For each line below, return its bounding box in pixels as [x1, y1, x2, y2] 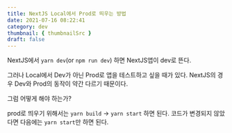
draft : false [7, 36, 45, 43]
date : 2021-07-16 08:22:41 [7, 17, 85, 24]
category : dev [7, 23, 49, 30]
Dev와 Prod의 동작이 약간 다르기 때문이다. [14, 79, 129, 88]
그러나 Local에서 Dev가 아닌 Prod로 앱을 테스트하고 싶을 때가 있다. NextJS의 [7, 71, 217, 79]
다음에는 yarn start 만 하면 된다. [19, 118, 109, 126]
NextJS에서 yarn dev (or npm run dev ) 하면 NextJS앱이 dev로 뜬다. [7, 56, 192, 65]
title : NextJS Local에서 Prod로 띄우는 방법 [7, 10, 126, 17]
